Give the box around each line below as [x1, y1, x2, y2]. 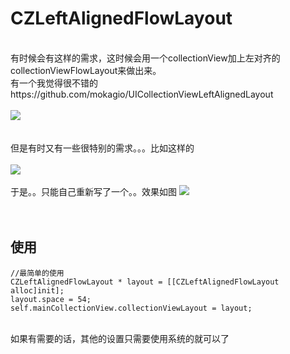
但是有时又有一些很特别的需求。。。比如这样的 [10, 142, 195, 154]
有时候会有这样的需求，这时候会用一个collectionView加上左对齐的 [10, 52, 281, 64]
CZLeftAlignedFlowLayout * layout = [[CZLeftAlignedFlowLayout [10, 277, 280, 287]
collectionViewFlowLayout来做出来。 [10, 64, 162, 76]
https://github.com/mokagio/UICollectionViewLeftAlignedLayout [10, 88, 274, 100]
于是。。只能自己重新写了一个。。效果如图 [10, 185, 177, 197]
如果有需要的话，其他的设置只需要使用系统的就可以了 [10, 332, 230, 344]
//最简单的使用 [10, 268, 65, 278]
